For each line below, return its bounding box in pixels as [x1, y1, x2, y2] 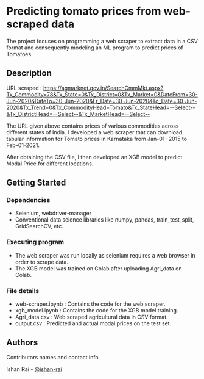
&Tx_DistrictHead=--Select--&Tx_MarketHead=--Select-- [6, 110, 150, 117]
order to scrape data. [15, 258, 69, 265]
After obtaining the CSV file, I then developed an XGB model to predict [6, 153, 183, 161]
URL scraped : [6, 84, 43, 92]
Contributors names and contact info [6, 353, 99, 361]
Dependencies [6, 196, 51, 204]
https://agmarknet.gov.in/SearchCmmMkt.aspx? [43, 84, 164, 92]
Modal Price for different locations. [6, 160, 94, 167]
